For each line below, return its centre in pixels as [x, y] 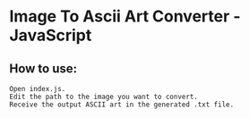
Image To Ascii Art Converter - [125, 17]
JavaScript [51, 35]
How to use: [43, 68]
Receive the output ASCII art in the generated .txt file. [122, 105]
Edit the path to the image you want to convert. [104, 97]
